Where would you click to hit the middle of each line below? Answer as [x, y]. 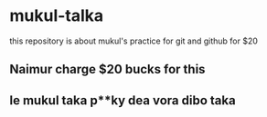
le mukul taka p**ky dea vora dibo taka [123, 100]
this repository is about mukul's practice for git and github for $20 [134, 41]
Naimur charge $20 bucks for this [107, 69]
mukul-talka [57, 16]
